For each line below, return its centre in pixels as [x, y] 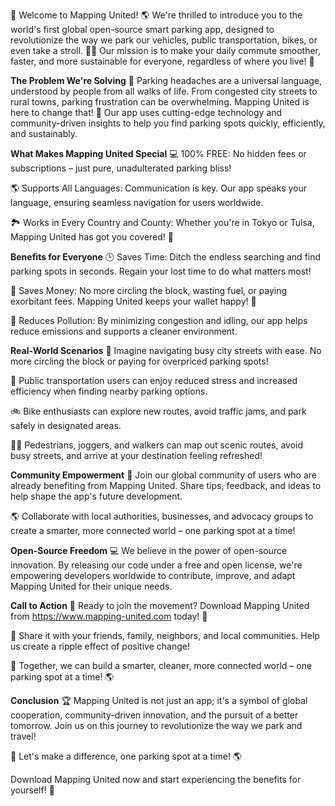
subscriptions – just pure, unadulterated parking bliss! [121, 168]
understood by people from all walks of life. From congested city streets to [164, 91]
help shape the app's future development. [96, 496]
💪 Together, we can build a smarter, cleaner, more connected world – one [161, 665]
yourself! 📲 [32, 790]
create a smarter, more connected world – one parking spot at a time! [153, 530]
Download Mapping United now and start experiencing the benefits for [156, 779]
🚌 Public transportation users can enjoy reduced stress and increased [154, 380]
